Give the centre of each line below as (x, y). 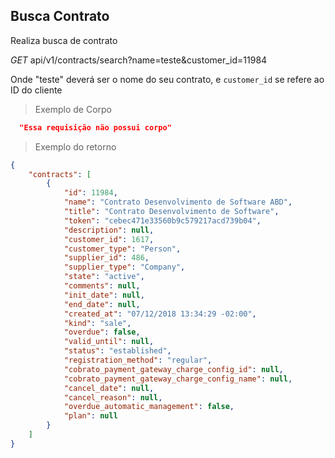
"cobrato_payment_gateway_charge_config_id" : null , (173, 369)
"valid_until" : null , (109, 342)
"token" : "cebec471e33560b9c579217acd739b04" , (162, 220)
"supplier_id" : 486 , (106, 258)
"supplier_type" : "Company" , (124, 267)
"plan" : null (90, 416)
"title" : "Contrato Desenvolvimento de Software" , (171, 212)
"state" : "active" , (104, 277)
